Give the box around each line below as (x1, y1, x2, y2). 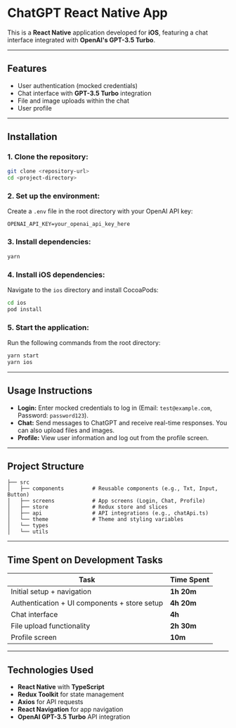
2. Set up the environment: (7, 192, 100, 201)
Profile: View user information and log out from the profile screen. (17, 433, 209, 441)
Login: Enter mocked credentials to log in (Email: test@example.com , (17, 403, 212, 412)
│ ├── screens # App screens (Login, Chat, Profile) (7, 498, 206, 505)
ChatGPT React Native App (7, 5, 168, 21)
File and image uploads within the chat (17, 96, 130, 105)
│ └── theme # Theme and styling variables (7, 516, 184, 523)
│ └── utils (7, 528, 49, 536)
